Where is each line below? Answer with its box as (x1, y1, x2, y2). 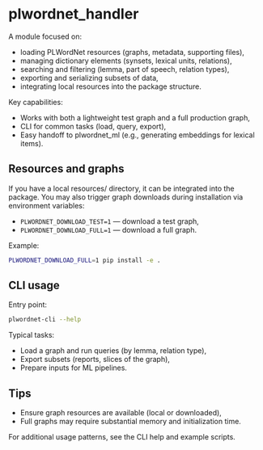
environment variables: (8, 200, 85, 210)
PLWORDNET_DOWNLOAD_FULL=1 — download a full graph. (19, 225, 197, 234)
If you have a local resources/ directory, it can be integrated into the (8, 183, 235, 193)
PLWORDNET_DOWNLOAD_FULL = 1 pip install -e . (8, 256, 161, 264)
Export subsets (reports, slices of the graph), (19, 355, 170, 364)
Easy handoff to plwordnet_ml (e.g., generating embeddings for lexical (19, 130, 255, 140)
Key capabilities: (8, 97, 63, 107)
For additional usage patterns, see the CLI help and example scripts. (8, 432, 236, 442)
